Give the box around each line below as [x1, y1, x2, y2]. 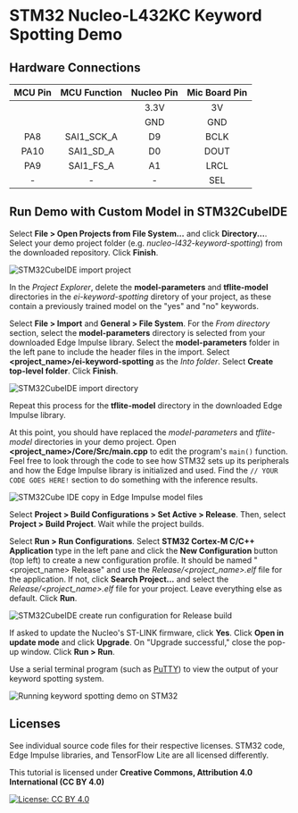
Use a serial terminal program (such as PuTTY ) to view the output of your [9, 663, 278, 675]
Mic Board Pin [186, 87, 248, 98]
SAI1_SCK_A [64, 130, 119, 143]
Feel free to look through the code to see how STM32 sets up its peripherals [9, 455, 290, 465]
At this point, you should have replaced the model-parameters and [9, 426, 254, 438]
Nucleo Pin [130, 87, 178, 98]
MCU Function [60, 87, 123, 98]
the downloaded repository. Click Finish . [9, 247, 159, 257]
